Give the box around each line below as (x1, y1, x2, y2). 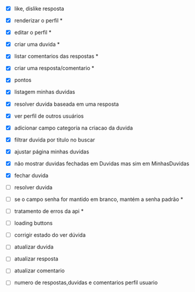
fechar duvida (14, 172, 49, 179)
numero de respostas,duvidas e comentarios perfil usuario (14, 279, 158, 286)
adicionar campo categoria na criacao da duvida (14, 124, 133, 131)
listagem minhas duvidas (14, 89, 76, 96)
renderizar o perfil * (14, 17, 63, 24)
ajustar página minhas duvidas (14, 148, 90, 155)
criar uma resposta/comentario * (14, 65, 95, 72)
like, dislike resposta (14, 5, 65, 12)
